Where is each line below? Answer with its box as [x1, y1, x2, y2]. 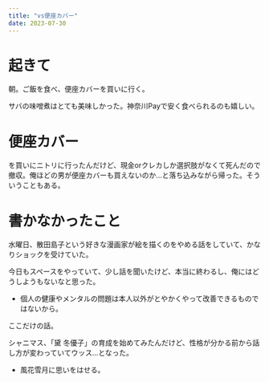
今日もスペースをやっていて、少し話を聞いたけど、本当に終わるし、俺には [8, 266, 253, 277]
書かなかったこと [8, 212, 122, 230]
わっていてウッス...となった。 [35, 348, 134, 358]
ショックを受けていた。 [14, 250, 93, 259]
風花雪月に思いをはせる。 [19, 365, 105, 375]
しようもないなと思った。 [14, 277, 100, 286]
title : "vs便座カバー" [8, 11, 79, 20]
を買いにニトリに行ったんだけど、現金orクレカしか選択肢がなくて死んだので [8, 161, 261, 170]
